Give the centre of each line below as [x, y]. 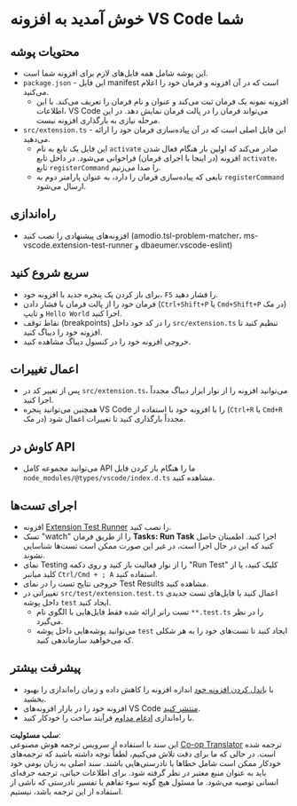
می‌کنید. [36, 92]
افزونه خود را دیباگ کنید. [63, 332]
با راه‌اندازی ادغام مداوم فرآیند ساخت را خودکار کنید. [108, 717]
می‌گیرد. [50, 621]
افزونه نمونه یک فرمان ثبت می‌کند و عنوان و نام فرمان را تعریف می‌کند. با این [162, 101]
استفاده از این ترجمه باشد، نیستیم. [66, 791]
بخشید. [35, 699]
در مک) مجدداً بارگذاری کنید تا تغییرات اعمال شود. [104, 419]
